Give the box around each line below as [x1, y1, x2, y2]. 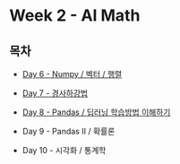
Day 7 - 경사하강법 [21, 88, 88, 99]
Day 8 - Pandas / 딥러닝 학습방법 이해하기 [21, 107, 171, 117]
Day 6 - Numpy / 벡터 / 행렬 [21, 69, 123, 79]
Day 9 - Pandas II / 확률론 [21, 126, 116, 136]
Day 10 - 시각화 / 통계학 [21, 145, 107, 155]
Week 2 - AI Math [9, 5, 141, 26]
